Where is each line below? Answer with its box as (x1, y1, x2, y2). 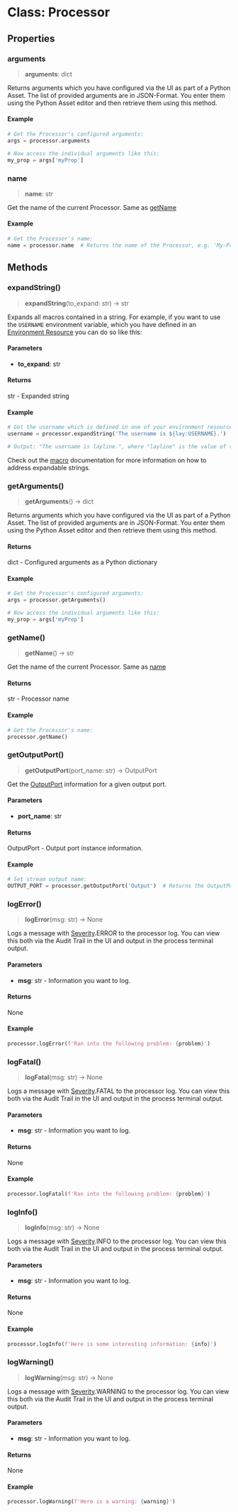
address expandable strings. (7, 463, 91, 472)
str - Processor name (7, 694, 69, 703)
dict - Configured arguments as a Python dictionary (7, 558, 158, 567)
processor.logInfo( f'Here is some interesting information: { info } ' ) (7, 1340, 217, 1347)
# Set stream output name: (7, 876, 87, 883)
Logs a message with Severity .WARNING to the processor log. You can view (7, 1387, 229, 1396)
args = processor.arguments (7, 137, 91, 144)
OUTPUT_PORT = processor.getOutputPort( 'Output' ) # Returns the (7, 882, 204, 890)
